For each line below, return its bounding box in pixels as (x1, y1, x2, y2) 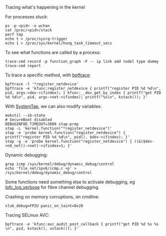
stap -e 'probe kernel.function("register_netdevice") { (5, 130, 126, 135)
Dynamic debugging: (5, 152, 48, 158)
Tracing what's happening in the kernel (5, 4, 85, 10)
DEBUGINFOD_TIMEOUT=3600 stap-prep (5, 121, 79, 126)
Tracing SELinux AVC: (5, 212, 50, 218)
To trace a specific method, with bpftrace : (5, 72, 91, 78)
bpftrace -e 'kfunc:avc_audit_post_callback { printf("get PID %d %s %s (5, 222, 159, 227)
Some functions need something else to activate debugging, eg (5, 179, 135, 185)
